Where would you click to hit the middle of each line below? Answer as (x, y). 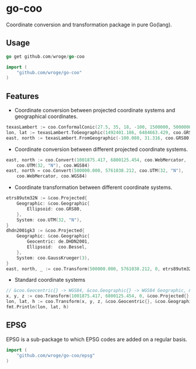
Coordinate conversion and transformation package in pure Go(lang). (89, 25)
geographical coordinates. (46, 116)
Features (22, 96)
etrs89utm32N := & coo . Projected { (47, 198)
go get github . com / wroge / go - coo (45, 56)
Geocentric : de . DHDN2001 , (59, 242)
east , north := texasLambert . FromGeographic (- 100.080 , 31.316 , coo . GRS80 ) (99, 138)
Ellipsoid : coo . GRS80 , (55, 209)
